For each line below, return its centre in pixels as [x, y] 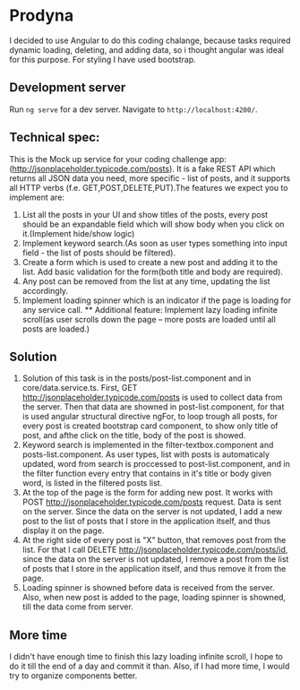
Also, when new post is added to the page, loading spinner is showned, [154, 598]
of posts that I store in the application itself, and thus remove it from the [154, 569]
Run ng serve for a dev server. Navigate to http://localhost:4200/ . [133, 109]
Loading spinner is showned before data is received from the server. [148, 588]
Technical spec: [55, 138]
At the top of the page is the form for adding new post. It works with [147, 493]
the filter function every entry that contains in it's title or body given [146, 474]
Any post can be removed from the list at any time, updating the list [146, 281]
